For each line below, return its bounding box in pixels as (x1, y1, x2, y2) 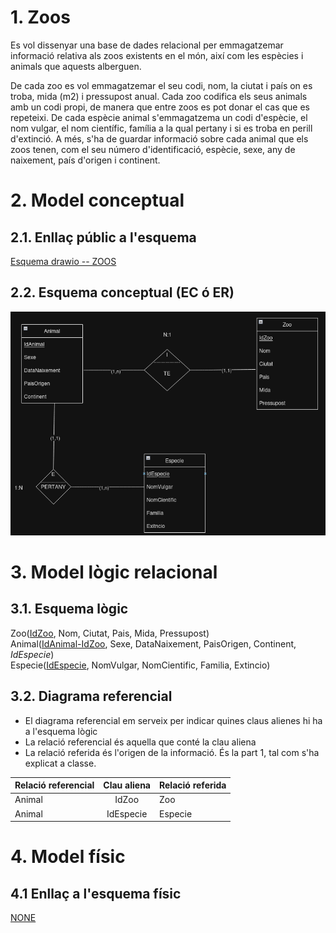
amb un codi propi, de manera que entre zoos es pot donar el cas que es (10, 101, 310, 113)
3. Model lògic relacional (10, 561, 218, 584)
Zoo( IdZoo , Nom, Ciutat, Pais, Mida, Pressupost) (10, 627, 210, 639)
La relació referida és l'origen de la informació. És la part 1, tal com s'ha (24, 746, 320, 758)
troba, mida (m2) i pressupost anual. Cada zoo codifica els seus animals (10, 90, 308, 102)
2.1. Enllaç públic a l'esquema (10, 229, 197, 246)
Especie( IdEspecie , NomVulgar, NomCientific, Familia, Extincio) (10, 659, 271, 671)
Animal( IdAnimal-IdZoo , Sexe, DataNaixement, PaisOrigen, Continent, (10, 637, 297, 650)
